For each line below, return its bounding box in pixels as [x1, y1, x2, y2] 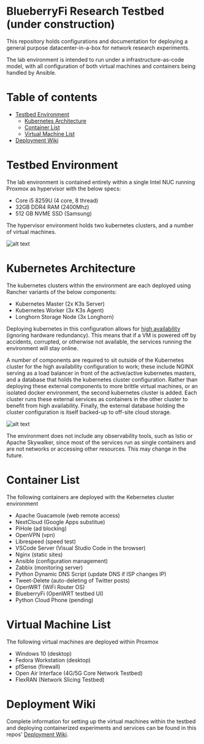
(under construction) [6, 17, 115, 31]
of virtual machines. [6, 228, 56, 235]
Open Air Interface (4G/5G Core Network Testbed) [15, 669, 143, 677]
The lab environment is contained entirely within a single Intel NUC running [6, 178, 195, 186]
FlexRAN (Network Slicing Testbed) [15, 675, 105, 683]
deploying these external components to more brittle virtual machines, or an [6, 382, 198, 389]
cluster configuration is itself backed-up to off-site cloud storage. [6, 408, 172, 416]
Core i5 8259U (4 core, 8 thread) [15, 197, 99, 204]
